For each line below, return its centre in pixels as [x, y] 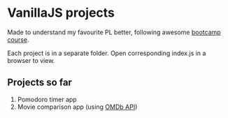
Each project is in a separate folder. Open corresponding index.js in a [107, 53]
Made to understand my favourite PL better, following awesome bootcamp [114, 32]
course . [18, 39]
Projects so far [40, 83]
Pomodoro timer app [47, 99]
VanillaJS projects [61, 13]
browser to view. [31, 60]
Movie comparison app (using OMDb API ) [77, 107]
